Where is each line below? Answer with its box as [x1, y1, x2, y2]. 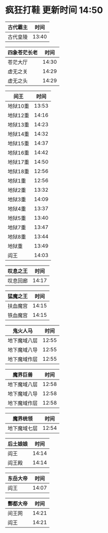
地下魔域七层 [7, 424, 38, 431]
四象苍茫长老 [7, 49, 38, 56]
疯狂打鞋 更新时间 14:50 [5, 4, 103, 16]
